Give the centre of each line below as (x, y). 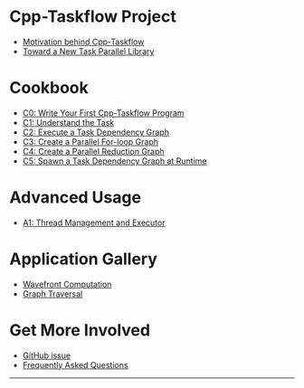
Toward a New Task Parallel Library (88, 51)
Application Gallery (84, 259)
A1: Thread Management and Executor (94, 222)
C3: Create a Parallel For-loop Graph (90, 141)
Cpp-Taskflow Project (93, 17)
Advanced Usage (76, 198)
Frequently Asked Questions (75, 364)
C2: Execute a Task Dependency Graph (96, 132)
